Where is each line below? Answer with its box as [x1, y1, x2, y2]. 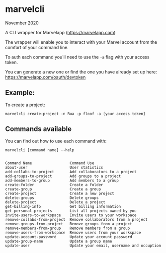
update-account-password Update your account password [5, 234, 133, 239]
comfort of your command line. [5, 44, 69, 50]
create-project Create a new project [5, 191, 114, 196]
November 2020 [5, 20, 39, 26]
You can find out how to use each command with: [5, 138, 107, 144]
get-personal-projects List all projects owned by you [5, 208, 137, 213]
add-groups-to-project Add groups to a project [5, 174, 121, 179]
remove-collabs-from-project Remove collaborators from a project [5, 217, 148, 222]
